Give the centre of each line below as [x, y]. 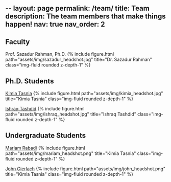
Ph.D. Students [30, 81]
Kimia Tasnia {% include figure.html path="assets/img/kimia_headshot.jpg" [84, 94]
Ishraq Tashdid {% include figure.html [45, 109]
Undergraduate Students [46, 136]
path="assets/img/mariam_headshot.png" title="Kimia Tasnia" [71, 153]
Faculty [18, 42]
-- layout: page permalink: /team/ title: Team [77, 8]
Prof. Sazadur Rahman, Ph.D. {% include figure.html [60, 54]
